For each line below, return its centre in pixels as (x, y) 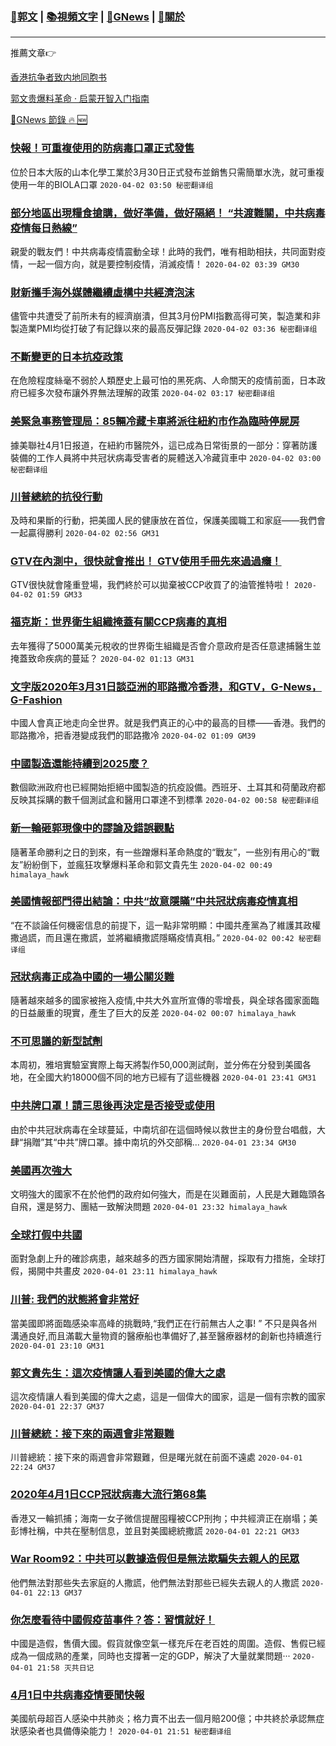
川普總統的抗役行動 (56, 496)
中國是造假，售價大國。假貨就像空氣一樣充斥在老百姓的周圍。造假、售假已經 (168, 1644)
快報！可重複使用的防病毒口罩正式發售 (102, 148)
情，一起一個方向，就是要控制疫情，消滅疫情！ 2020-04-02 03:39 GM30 (155, 264)
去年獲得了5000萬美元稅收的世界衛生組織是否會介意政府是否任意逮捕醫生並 (166, 645)
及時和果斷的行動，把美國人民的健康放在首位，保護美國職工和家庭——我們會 (168, 520)
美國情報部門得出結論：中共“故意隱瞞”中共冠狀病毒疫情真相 (154, 901)
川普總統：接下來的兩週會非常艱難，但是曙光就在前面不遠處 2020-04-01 (156, 1457)
